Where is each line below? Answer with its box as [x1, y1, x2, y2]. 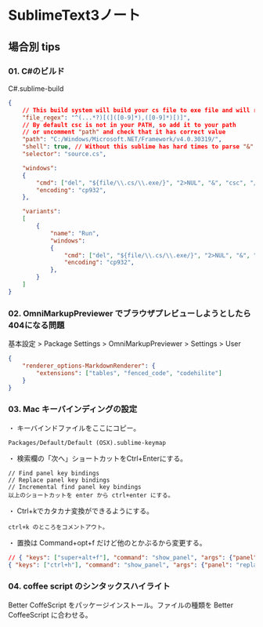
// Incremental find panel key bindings [8, 483, 142, 490]
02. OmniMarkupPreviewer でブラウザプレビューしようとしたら [8, 308, 252, 319]
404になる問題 [8, 319, 65, 330]
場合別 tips [8, 40, 61, 53]
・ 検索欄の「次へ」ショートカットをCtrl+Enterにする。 [8, 454, 188, 463]
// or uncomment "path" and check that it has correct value [22, 128, 226, 137]
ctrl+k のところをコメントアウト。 [8, 523, 109, 531]
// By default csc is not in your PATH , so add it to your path [22, 121, 236, 129]
